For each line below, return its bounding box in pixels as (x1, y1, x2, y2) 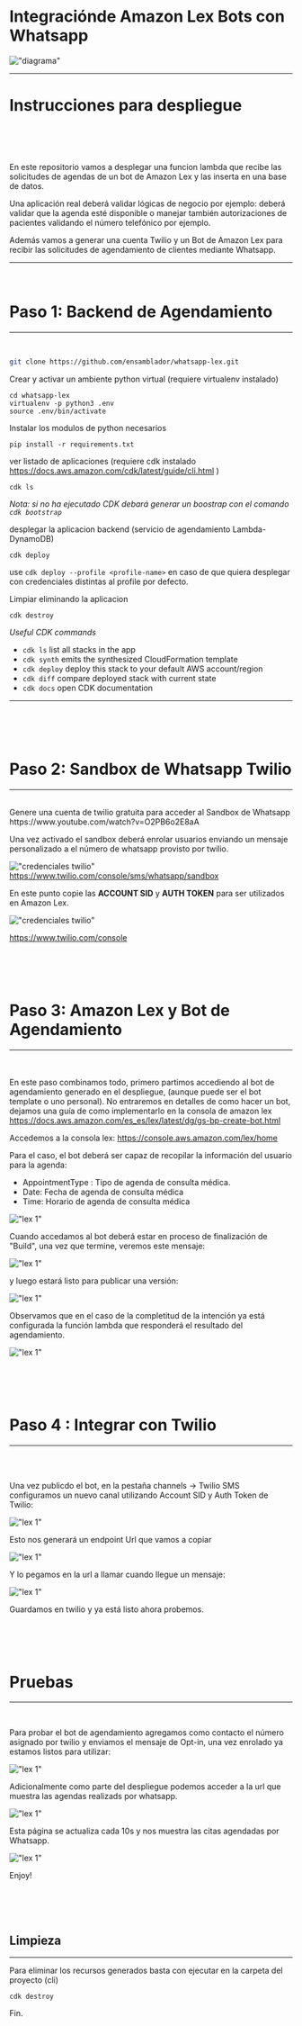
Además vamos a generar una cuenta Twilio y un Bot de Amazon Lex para (9, 234, 283, 245)
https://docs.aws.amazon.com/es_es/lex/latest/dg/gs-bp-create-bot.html (9, 1114, 281, 1126)
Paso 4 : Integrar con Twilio (9, 1415, 218, 1435)
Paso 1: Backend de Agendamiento (9, 302, 273, 322)
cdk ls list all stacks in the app (22, 644, 137, 654)
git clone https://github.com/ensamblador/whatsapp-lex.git (9, 357, 240, 366)
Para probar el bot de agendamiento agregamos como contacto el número (9, 1727, 285, 1738)
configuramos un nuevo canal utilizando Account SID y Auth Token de (9, 1490, 269, 1500)
